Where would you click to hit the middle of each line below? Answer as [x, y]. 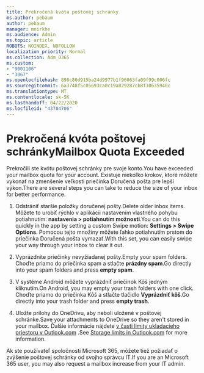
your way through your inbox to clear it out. [69, 245]
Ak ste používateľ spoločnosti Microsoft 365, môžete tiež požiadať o [92, 351]
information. [30, 339]
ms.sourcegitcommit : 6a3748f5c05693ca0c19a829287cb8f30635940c [89, 86]
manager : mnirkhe [28, 29]
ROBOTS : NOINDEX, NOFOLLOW [41, 46]
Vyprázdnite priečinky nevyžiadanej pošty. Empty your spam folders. [101, 257]
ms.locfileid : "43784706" [39, 108]
